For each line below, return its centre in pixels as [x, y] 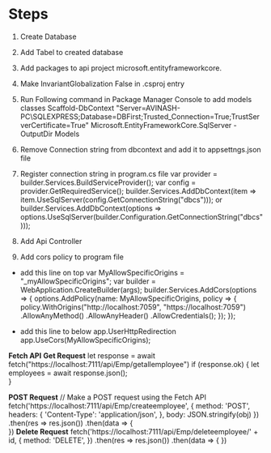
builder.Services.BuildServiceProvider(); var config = [108, 182]
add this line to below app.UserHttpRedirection [98, 331]
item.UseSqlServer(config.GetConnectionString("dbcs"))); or [121, 199]
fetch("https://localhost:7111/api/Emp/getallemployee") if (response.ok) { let [134, 364]
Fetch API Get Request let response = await [82, 355]
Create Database [48, 36]
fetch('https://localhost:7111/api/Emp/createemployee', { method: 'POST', [129, 405]
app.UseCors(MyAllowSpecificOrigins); [85, 340]
